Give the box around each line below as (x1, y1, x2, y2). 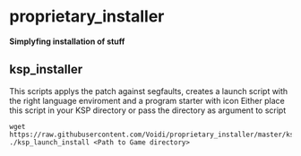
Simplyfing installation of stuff (9, 36, 125, 47)
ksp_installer (9, 62, 83, 77)
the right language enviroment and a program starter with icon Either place (9, 95, 285, 106)
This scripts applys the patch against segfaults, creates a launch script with (9, 85, 288, 96)
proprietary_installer (9, 6, 165, 27)
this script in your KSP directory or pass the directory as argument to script (9, 105, 287, 116)
